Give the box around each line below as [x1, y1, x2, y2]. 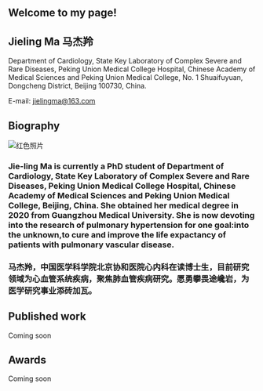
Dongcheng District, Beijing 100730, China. [8, 81, 147, 91]
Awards [8, 353, 47, 367]
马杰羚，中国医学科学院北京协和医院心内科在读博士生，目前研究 [8, 262, 250, 273]
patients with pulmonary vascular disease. [8, 239, 175, 250]
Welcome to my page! [8, 6, 118, 20]
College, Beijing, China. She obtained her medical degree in [8, 200, 239, 211]
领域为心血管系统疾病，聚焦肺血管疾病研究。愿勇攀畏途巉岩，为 [8, 273, 250, 284]
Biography [8, 119, 60, 132]
